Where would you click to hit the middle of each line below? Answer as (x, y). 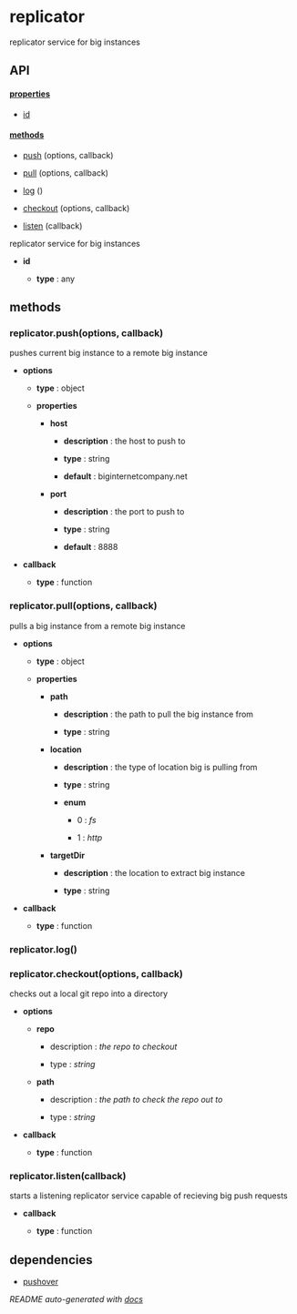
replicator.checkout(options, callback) (97, 973)
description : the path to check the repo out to (136, 1099)
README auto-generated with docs (77, 1299)
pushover (41, 1282)
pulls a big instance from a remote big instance (97, 626)
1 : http (90, 837)
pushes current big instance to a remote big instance (108, 353)
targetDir (67, 855)
